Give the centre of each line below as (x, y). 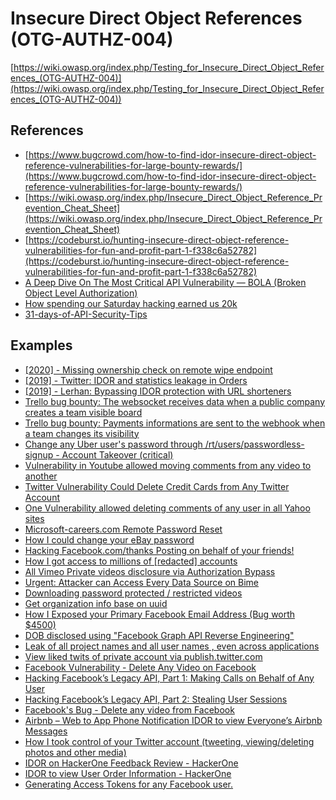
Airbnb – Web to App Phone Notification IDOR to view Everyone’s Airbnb (173, 720)
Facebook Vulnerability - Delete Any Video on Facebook (140, 667)
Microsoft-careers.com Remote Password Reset (123, 529)
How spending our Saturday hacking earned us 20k (131, 303)
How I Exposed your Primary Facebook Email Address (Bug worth (160, 614)
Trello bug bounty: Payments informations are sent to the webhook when (175, 423)
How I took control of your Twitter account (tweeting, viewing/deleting (169, 741)
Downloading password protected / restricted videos (133, 593)
